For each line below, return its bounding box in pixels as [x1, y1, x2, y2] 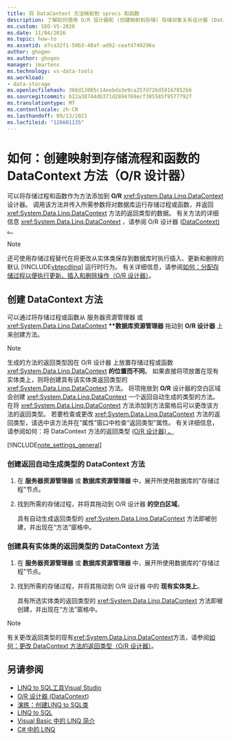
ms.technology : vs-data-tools [7, 67, 94, 74]
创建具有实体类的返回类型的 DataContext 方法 [7, 542, 159, 551]
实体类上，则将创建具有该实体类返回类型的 [7, 376, 128, 384]
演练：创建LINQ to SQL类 [16, 700, 89, 709]
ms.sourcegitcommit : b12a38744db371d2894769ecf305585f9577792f [7, 94, 192, 101]
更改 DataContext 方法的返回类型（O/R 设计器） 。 [19, 642, 158, 650]
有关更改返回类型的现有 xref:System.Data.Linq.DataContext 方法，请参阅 [7, 633, 210, 641]
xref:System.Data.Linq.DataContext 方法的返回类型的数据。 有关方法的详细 [7, 209, 219, 218]
